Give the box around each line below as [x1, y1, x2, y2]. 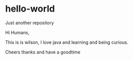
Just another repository [5, 20, 54, 26]
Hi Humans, [5, 29, 30, 35]
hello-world [5, 3, 55, 15]
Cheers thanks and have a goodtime [5, 49, 81, 55]
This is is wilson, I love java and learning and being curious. [5, 39, 128, 45]
